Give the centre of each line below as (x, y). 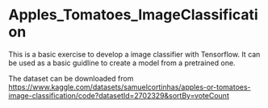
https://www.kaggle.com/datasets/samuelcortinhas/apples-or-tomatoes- (130, 87)
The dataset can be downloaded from (71, 78)
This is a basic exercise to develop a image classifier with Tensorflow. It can (134, 54)
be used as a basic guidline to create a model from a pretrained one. (122, 63)
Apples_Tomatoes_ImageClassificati (133, 15)
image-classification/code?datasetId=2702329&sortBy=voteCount (119, 95)
